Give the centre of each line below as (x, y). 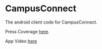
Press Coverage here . (27, 31)
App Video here (21, 41)
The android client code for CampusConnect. (51, 22)
